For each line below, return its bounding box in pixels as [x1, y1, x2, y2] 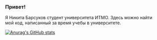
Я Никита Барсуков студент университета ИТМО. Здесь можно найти [5, 15, 153, 21]
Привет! [5, 3, 26, 10]
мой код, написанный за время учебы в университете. [5, 20, 121, 26]
